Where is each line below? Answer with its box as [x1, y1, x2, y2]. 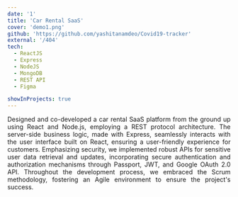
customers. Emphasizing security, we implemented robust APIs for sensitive [7, 145, 231, 154]
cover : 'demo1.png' [7, 23, 65, 30]
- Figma [13, 83, 37, 90]
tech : [7, 43, 23, 50]
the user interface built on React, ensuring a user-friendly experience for [7, 137, 231, 146]
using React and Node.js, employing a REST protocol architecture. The [7, 123, 231, 131]
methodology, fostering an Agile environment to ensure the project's [7, 175, 231, 184]
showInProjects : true [7, 96, 72, 103]
